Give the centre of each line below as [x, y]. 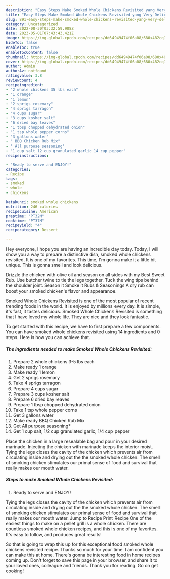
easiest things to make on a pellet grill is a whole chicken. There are [76, 523]
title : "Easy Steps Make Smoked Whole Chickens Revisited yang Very [79, 15]
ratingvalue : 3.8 [24, 76]
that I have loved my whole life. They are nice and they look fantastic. [78, 317]
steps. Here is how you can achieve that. [48, 337]
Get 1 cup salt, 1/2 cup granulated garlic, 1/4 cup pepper [71, 431]
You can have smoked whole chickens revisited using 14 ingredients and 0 [83, 332]
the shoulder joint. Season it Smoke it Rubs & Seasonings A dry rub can [80, 285]
